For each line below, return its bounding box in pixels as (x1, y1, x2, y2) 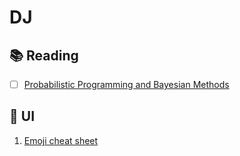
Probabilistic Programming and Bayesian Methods (23, 79, 230, 90)
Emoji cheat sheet (23, 134, 99, 146)
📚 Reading (9, 47, 79, 64)
